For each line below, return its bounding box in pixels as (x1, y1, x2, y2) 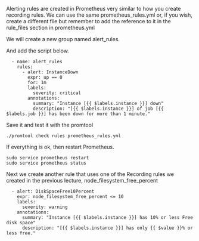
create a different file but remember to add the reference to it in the (6, 18, 172, 24)
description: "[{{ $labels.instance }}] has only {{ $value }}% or (21, 225, 194, 231)
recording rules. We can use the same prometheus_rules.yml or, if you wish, (6, 11, 192, 18)
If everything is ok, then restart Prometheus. (6, 143, 114, 150)
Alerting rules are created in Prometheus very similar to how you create (6, 5, 181, 12)
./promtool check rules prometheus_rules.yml (6, 133, 121, 139)
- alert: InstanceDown (21, 69, 79, 75)
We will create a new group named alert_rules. (6, 36, 120, 42)
